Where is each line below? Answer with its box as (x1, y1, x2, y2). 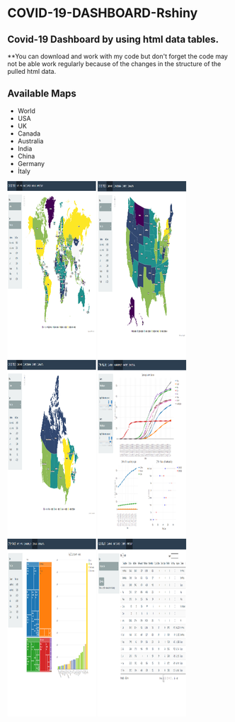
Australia (17, 136, 44, 145)
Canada (17, 129, 41, 138)
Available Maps (7, 87, 76, 100)
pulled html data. (7, 67, 57, 75)
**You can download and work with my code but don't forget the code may (7, 52, 228, 60)
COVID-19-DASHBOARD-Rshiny (7, 5, 198, 21)
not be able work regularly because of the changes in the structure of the (7, 60, 222, 68)
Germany (17, 159, 45, 168)
